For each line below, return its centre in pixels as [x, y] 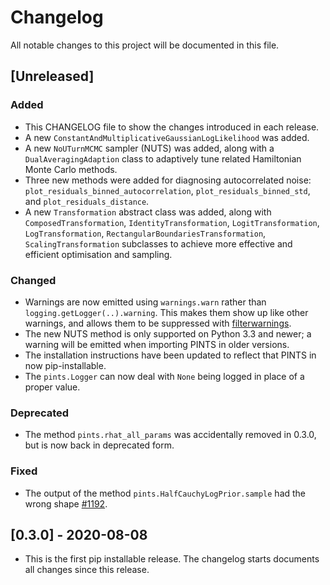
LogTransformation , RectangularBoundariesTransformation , [145, 233]
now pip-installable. [65, 365]
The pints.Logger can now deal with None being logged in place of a [164, 376]
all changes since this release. [87, 570]
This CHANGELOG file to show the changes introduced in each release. [172, 127]
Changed [33, 280]
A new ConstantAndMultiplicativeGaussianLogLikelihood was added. [167, 137]
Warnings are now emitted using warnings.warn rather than [145, 302]
